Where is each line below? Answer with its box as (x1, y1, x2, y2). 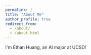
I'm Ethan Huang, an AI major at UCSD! (5, 44, 86, 50)
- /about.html (10, 30, 39, 35)
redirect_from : (5, 21, 37, 26)
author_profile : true (5, 16, 51, 21)
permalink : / (5, 7, 33, 12)
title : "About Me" (5, 12, 44, 17)
